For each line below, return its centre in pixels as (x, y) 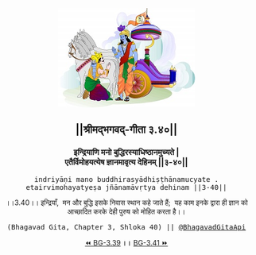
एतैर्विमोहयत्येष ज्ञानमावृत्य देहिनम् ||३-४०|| (126, 162)
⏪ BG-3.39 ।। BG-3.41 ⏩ (126, 242)
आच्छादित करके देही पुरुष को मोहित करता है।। (126, 211)
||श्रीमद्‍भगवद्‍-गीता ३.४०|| (126, 130)
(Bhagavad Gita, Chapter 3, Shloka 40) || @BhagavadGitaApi (126, 227)
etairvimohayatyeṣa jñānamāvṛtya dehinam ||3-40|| (126, 187)
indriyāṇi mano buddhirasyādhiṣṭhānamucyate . (126, 179)
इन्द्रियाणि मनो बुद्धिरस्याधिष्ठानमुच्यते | (126, 153)
